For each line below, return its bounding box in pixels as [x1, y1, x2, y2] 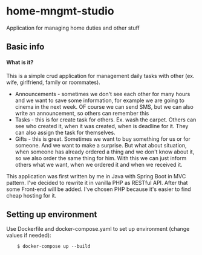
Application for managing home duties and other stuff [6, 24, 140, 31]
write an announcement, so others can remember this [15, 109, 149, 117]
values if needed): [6, 231, 51, 239]
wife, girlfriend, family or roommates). [6, 79, 101, 86]
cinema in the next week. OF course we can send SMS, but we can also [15, 103, 194, 110]
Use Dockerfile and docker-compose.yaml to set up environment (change [6, 225, 190, 233]
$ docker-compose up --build [17, 244, 91, 250]
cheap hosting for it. [6, 192, 57, 199]
